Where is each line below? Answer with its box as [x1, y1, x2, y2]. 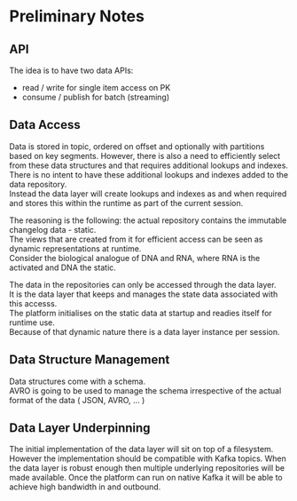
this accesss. [9, 298, 58, 308]
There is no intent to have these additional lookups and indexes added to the [9, 169, 289, 179]
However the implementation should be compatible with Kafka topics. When [9, 453, 286, 464]
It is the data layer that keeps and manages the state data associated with [9, 289, 278, 299]
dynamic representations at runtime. [9, 243, 142, 254]
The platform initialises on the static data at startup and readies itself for [9, 307, 272, 318]
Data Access [9, 117, 82, 132]
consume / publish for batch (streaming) [21, 91, 170, 102]
